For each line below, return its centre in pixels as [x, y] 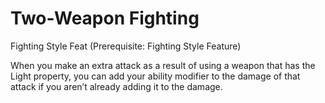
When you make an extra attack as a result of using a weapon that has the [163, 65]
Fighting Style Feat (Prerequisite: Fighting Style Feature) [126, 46]
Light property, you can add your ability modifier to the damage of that [155, 76]
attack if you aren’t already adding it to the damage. [116, 86]
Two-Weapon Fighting [105, 18]
